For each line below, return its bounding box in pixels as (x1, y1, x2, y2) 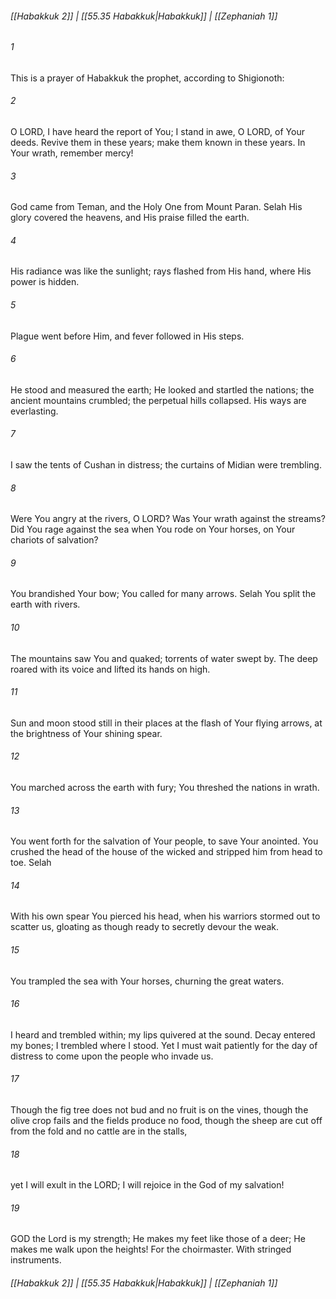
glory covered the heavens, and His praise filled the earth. (10, 212, 250, 224)
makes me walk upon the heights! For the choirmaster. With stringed (10, 1243, 292, 1256)
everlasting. (10, 405, 59, 417)
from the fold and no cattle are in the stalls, (10, 1125, 188, 1137)
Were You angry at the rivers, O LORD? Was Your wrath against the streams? (10, 513, 326, 525)
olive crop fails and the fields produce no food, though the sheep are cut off (10, 1115, 323, 1127)
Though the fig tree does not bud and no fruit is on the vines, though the (10, 1104, 309, 1116)
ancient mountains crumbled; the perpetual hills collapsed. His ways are (10, 394, 307, 406)
